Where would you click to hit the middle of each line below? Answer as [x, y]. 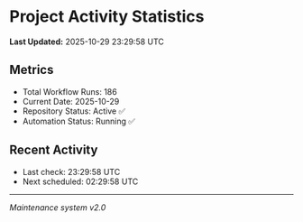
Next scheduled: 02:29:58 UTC [80, 181]
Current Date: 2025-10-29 [71, 101]
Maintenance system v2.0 [58, 207]
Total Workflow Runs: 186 [69, 91]
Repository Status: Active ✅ [74, 111]
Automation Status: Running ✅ [78, 121]
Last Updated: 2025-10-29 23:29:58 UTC [87, 42]
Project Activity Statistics [107, 17]
